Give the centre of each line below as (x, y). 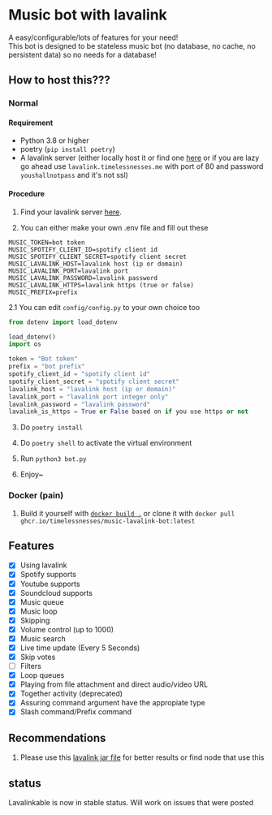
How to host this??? (60, 80)
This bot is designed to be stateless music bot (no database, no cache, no (132, 45)
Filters (31, 666)
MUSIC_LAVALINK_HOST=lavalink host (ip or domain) (96, 264)
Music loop (39, 611)
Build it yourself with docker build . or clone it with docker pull (127, 513)
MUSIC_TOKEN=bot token (47, 242)
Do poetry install (52, 427)
